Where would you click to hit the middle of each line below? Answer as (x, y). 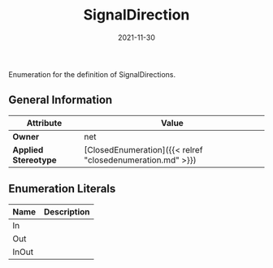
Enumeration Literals (62, 189)
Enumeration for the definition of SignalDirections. (92, 74)
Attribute (44, 123)
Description (67, 211)
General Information (61, 100)
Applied (28, 149)
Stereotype (35, 160)
